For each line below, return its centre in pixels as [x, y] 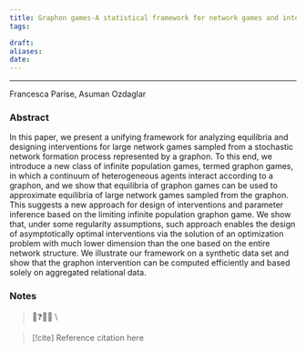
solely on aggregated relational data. [78, 273]
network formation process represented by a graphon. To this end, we [141, 156]
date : [20, 60]
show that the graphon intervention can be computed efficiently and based [150, 263]
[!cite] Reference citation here [87, 337]
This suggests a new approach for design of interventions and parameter [147, 205]
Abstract [30, 117]
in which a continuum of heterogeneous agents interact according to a [141, 176]
